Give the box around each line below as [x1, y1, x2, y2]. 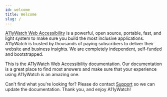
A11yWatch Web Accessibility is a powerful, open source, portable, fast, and [5, 30, 161, 36]
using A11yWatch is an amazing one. [5, 72, 80, 78]
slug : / [5, 16, 21, 21]
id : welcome [5, 7, 30, 12]
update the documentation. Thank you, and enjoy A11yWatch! [5, 87, 131, 93]
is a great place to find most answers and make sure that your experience [5, 66, 157, 72]
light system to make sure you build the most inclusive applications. [5, 35, 144, 41]
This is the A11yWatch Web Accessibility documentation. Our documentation [5, 61, 162, 67]
